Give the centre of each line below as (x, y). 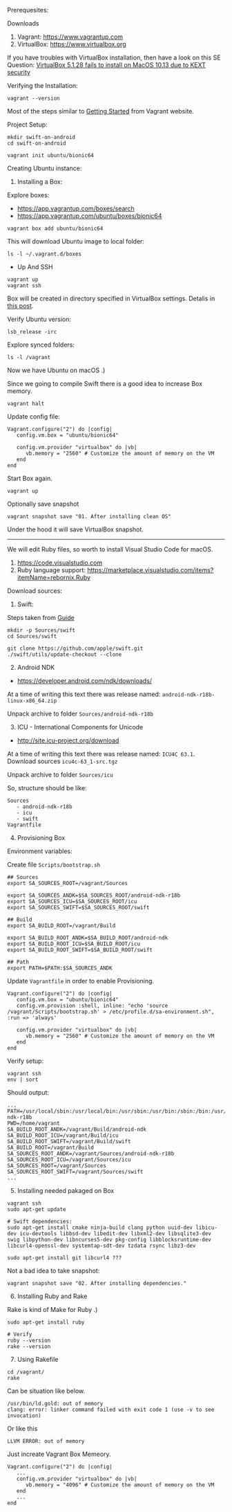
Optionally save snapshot (43, 504)
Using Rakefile (38, 1359)
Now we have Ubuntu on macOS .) (56, 370)
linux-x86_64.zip (32, 701)
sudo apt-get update (37, 1210)
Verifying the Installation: (42, 85)
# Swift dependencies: (40, 1221)
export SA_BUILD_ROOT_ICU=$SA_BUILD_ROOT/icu (74, 944)
